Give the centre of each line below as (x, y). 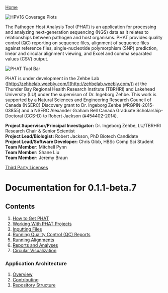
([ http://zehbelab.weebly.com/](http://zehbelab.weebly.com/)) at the (76, 84)
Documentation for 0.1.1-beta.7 (71, 188)
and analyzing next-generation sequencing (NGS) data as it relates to (77, 32)
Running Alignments (33, 240)
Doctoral (14, 116)
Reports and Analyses (35, 245)
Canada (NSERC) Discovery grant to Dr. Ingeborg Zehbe (63, 105)
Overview (22, 274)
